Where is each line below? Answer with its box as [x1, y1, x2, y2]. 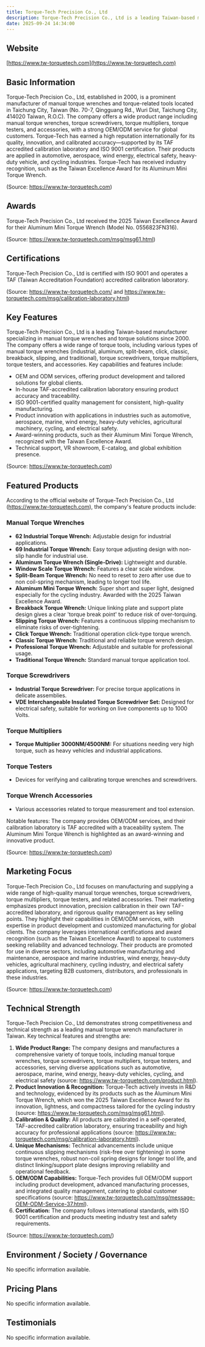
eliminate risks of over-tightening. [15, 623, 100, 631]
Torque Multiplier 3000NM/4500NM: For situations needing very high [15, 740, 194, 748]
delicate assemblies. [15, 691, 67, 699]
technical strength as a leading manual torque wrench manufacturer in [6, 1026, 183, 1034]
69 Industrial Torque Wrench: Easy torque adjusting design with [15, 546, 178, 553]
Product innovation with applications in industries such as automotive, [15, 411, 192, 419]
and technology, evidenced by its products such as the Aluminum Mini [15, 1090, 192, 1097]
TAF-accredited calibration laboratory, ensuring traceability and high [15, 1122, 188, 1130]
